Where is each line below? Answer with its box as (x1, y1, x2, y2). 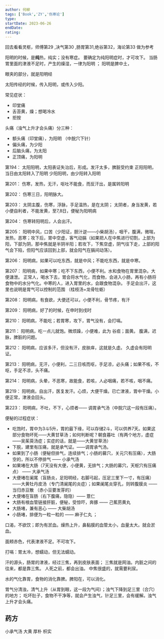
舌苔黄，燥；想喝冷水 (12, 108, 55, 114)
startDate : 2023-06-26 (5, 21, 51, 26)
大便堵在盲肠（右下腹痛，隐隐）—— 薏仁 (12, 493, 95, 499)
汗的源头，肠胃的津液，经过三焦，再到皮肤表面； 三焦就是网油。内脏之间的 (5, 559, 157, 565)
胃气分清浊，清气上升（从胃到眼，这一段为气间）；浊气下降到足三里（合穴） (5, 586, 158, 592)
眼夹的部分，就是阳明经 (5, 71, 52, 77)
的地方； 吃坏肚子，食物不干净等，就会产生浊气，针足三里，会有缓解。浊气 (5, 592, 157, 598)
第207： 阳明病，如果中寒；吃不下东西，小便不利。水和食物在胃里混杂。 (5, 268, 151, 274)
